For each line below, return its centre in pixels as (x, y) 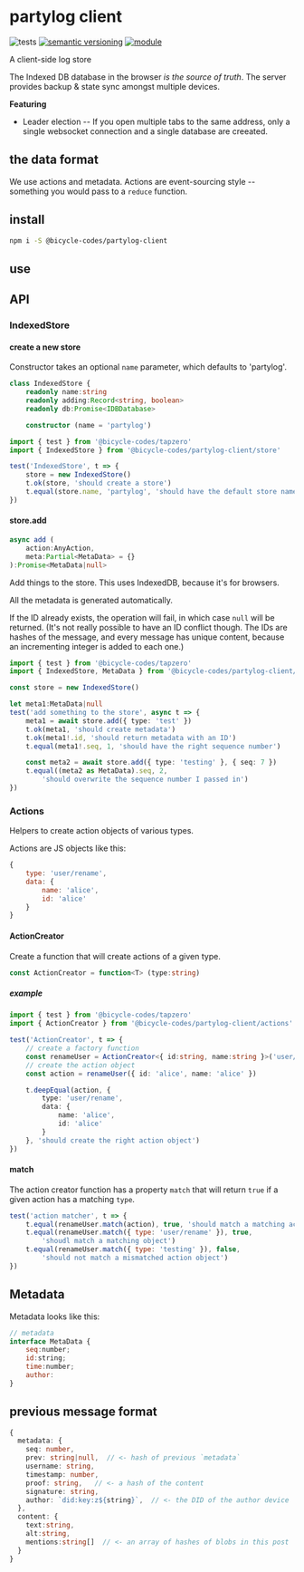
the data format (54, 160)
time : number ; (50, 1367)
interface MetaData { (50, 1341)
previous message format (84, 1412)
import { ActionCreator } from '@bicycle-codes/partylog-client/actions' (152, 1024)
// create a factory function (83, 1048)
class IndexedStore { (50, 384)
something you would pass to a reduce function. (99, 191)
